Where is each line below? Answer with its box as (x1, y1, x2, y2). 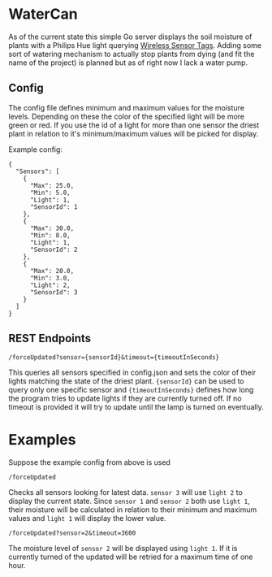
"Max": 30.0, (29, 224, 75, 232)
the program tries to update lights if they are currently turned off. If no (8, 393, 242, 403)
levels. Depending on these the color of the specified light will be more (8, 111, 245, 121)
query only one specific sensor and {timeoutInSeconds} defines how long (8, 384, 254, 394)
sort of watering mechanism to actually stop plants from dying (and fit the (8, 49, 255, 59)
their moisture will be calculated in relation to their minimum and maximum (8, 505, 257, 514)
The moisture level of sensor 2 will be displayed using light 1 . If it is (8, 543, 238, 553)
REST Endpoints (8, 332, 92, 345)
